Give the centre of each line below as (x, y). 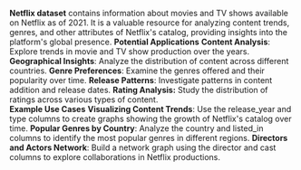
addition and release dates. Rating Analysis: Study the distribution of (139, 90)
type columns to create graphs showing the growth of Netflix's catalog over (150, 118)
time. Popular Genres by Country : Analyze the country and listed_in (136, 128)
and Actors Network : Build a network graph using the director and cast (143, 147)
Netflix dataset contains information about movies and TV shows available (149, 13)
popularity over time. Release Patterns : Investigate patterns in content (141, 80)
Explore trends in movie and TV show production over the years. (130, 52)
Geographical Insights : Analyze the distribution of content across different (149, 61)
